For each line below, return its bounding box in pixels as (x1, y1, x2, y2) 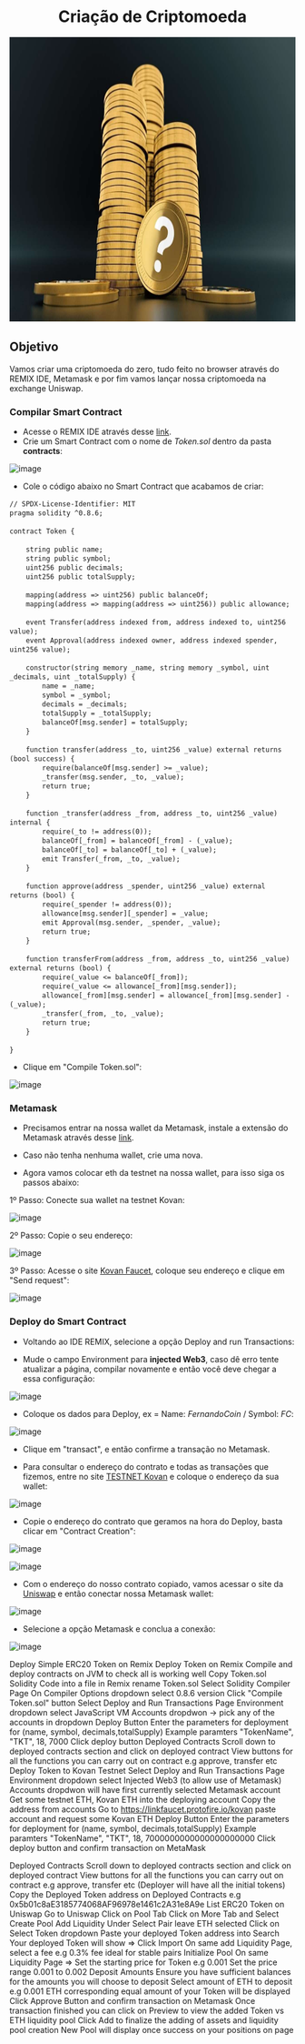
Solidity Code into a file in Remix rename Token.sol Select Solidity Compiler (9, 1677, 290, 1689)
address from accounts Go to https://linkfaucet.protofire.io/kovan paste (9, 1804, 277, 1815)
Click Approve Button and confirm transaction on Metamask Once (9, 1995, 256, 2006)
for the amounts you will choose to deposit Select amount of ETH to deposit (9, 1976, 293, 1987)
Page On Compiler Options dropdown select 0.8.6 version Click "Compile (9, 1687, 283, 1698)
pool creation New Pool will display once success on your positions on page (9, 2024, 294, 2035)
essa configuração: (22, 1372, 95, 1384)
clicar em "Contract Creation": (22, 1525, 136, 1536)
